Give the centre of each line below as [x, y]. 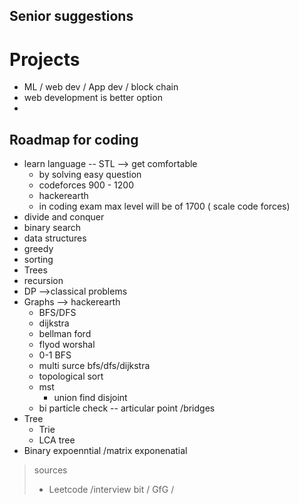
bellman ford [65, 334]
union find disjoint [90, 398]
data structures [55, 238]
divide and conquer [64, 217]
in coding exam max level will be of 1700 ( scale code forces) [164, 206]
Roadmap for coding [74, 139]
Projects [45, 59]
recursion [43, 281]
